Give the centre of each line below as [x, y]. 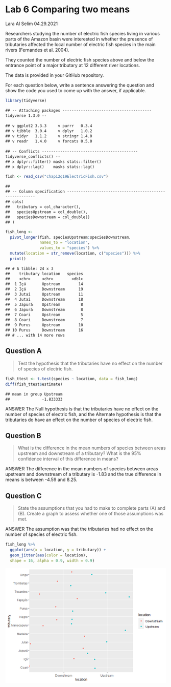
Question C [23, 496]
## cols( [15, 202]
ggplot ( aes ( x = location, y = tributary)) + [58, 550]
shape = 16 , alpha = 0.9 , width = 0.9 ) [52, 560]
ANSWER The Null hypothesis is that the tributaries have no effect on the [82, 409]
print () [18, 259]
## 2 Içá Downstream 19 [44, 289]
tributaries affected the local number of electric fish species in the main [80, 44]
